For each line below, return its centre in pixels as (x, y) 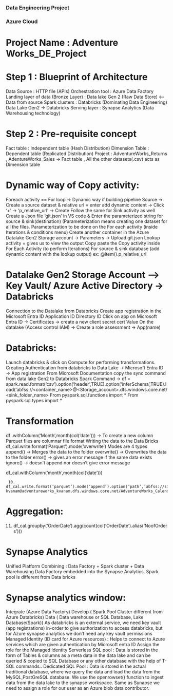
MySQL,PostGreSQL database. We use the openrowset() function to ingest (85, 678)
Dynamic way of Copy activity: (73, 185)
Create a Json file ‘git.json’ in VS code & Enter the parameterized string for (84, 216)
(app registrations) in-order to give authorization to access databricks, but (84, 628)
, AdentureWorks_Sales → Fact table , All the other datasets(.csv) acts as (83, 159)
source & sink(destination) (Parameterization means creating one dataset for (86, 221)
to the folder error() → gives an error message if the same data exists (79, 457)
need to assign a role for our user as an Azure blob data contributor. (78, 688)
